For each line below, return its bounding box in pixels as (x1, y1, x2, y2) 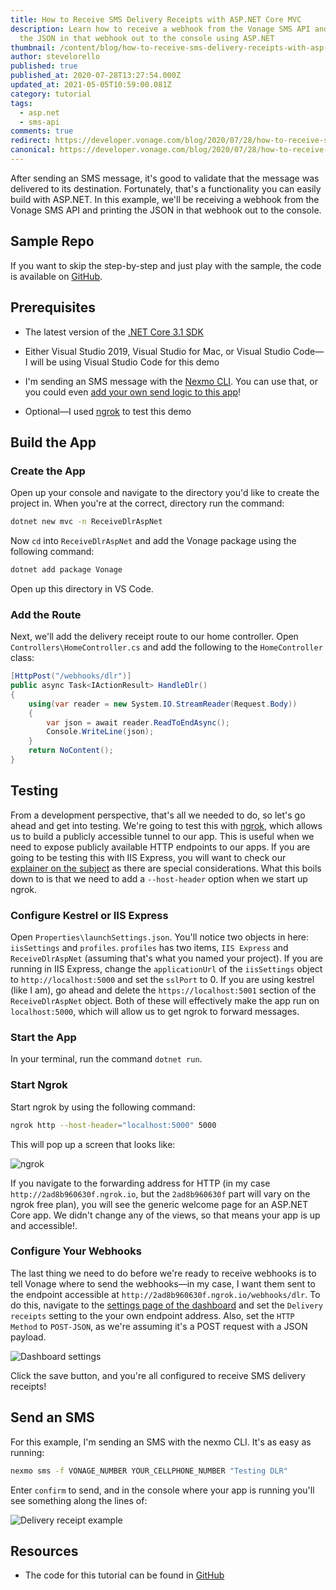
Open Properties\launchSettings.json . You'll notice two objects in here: (10, 931, 310, 943)
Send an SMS (10, 1409, 95, 1426)
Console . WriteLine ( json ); (46, 727, 155, 737)
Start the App (10, 1031, 77, 1045)
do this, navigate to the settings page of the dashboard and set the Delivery (10, 1299, 324, 1311)
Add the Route (10, 607, 82, 621)
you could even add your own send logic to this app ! (24, 386, 242, 398)
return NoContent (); (28, 746, 114, 756)
